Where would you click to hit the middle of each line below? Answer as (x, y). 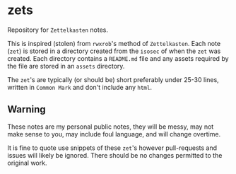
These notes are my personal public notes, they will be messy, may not (111, 127)
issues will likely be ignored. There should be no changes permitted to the (115, 155)
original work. (27, 163)
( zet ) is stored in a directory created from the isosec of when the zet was (114, 51)
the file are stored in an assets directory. (66, 66)
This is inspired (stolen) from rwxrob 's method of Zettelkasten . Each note (114, 43)
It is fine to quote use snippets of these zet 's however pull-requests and (112, 148)
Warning (26, 109)
